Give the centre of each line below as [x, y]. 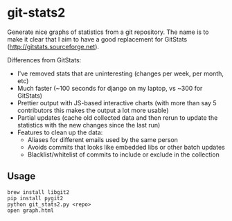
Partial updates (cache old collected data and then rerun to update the [117, 117]
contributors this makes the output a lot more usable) [93, 110]
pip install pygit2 [35, 198]
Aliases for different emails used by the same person [103, 139]
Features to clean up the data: [60, 132]
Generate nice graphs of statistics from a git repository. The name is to [108, 32]
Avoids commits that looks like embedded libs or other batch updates [126, 147]
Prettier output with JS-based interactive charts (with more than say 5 [117, 103]
